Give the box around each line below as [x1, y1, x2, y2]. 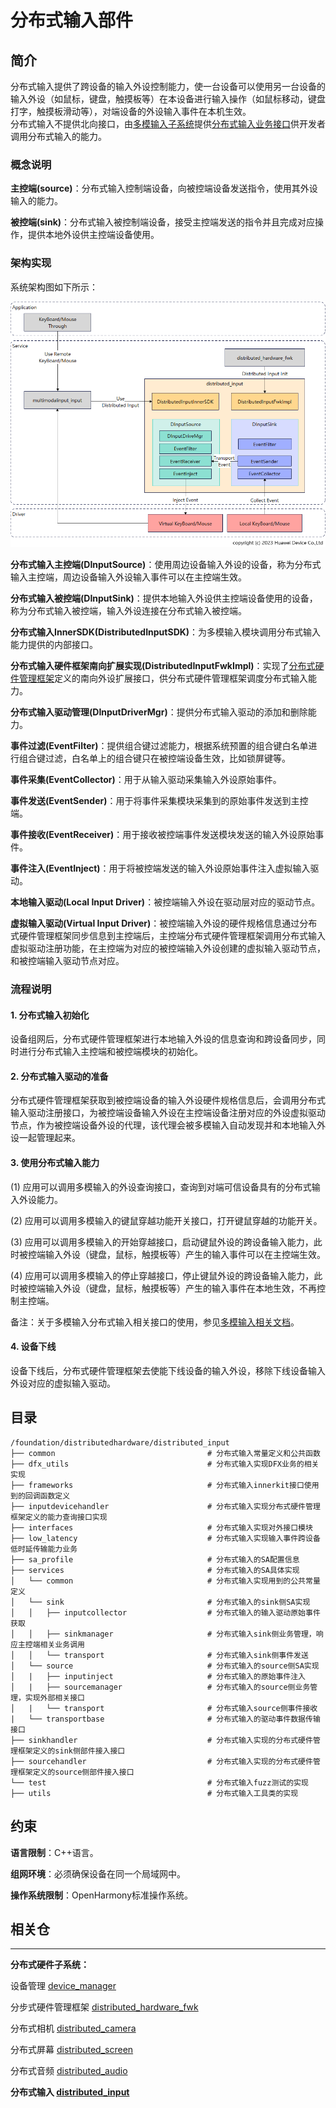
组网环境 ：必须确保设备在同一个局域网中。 [10, 1867, 186, 1880]
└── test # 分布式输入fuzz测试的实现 [10, 1777, 309, 1788]
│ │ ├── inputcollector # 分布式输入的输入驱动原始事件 [10, 1607, 321, 1618]
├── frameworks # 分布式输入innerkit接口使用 [10, 1480, 320, 1490]
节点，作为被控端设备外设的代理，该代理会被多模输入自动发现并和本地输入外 [10, 1119, 326, 1131]
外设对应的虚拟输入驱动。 [10, 1377, 116, 1389]
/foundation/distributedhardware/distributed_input [10, 1437, 230, 1448]
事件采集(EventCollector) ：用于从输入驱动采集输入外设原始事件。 [10, 774, 282, 786]
